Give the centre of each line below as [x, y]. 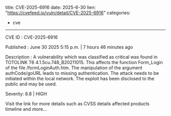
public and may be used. [31, 84]
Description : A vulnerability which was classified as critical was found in [81, 57]
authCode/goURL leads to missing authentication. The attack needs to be [82, 73]
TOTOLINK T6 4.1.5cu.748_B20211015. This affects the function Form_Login [84, 62]
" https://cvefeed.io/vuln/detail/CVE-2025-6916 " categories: [68, 13]
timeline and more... [26, 109]
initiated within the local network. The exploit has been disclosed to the [80, 79]
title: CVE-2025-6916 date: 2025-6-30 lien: [50, 7]
